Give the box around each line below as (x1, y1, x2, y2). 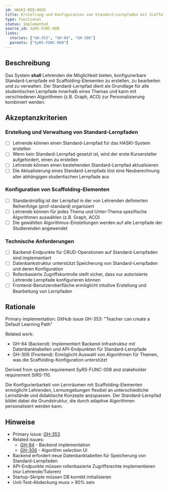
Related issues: (12, 437, 44, 443)
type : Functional (5, 17, 42, 22)
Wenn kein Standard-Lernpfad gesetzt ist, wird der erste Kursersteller (12, 151, 157, 157)
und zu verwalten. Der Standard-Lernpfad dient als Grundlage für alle (5, 83, 149, 89)
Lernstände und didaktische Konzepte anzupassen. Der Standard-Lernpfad (5, 392, 161, 398)
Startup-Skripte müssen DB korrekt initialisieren (12, 474, 112, 480)
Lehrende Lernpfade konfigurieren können (12, 277, 101, 283)
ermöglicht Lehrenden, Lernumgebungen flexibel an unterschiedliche (5, 387, 149, 393)
